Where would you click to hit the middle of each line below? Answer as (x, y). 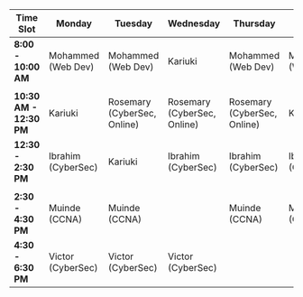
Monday (74, 23)
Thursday (254, 23)
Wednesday (194, 23)
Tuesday (133, 23)
